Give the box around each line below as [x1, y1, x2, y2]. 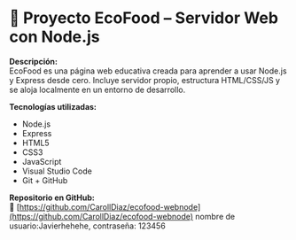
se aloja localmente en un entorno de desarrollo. [9, 84, 186, 95]
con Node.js [9, 27, 100, 47]
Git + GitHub [21, 174, 68, 185]
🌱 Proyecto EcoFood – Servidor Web [9, 8, 279, 28]
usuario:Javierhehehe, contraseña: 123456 [9, 221, 166, 231]
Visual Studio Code [21, 166, 93, 176]
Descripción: [9, 56, 58, 66]
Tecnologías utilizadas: [9, 101, 97, 112]
